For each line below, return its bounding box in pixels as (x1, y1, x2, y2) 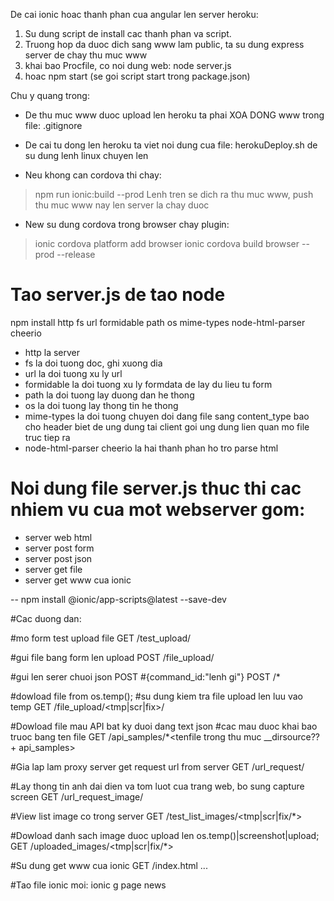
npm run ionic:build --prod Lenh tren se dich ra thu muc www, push (34, 189, 314, 200)
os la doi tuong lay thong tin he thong (24, 399, 179, 411)
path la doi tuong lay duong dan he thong (24, 389, 195, 401)
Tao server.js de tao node (10, 284, 226, 306)
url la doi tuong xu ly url (24, 367, 123, 379)
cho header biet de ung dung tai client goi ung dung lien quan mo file (24, 420, 310, 433)
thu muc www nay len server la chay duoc (34, 199, 210, 211)
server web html (24, 531, 93, 543)
